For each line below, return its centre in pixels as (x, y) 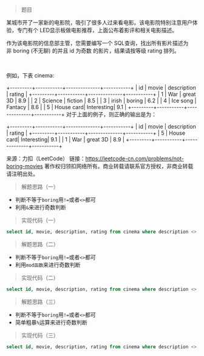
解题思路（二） (40, 244)
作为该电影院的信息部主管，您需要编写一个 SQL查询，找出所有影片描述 (95, 43)
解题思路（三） (40, 302)
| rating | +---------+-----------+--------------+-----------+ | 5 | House (96, 133)
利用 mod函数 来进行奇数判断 (48, 265)
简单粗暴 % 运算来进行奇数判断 (51, 322)
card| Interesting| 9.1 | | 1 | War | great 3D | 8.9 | (65, 139)
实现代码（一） (40, 220)
